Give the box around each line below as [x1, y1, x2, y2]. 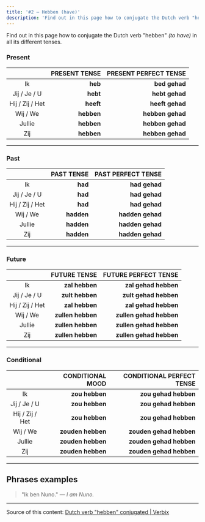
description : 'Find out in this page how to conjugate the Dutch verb [6, 15, 190, 21]
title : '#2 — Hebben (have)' [6, 9, 81, 15]
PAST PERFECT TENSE [94, 170, 162, 178]
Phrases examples [6, 474, 78, 485]
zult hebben [61, 291, 98, 300]
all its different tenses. [6, 38, 62, 45]
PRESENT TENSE [51, 69, 101, 77]
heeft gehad [149, 99, 186, 108]
